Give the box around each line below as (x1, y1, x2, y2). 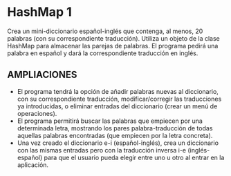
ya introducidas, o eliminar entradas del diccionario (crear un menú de (17, 101, 218, 110)
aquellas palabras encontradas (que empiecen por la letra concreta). (17, 131, 213, 139)
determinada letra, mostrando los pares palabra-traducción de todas (17, 124, 213, 132)
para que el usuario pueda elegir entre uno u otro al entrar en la (44, 153, 225, 162)
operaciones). (17, 109, 57, 117)
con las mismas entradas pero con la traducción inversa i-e (17, 146, 187, 154)
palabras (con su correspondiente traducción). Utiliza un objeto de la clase (7, 34, 220, 42)
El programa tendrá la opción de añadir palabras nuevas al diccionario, (17, 87, 219, 95)
